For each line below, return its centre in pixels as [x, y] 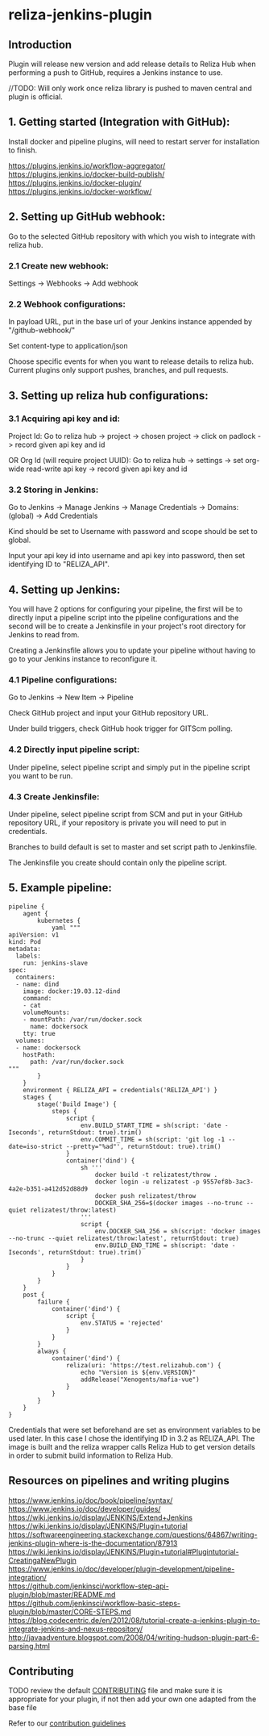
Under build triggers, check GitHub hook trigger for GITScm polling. [121, 728]
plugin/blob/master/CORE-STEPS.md [70, 1612]
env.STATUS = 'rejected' [122, 1323]
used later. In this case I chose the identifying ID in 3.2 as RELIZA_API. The [132, 1438]
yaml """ [66, 928]
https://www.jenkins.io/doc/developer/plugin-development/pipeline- [122, 1569]
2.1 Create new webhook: [58, 265]
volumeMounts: [46, 1012]
